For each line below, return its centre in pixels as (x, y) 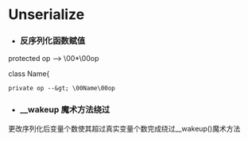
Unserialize (46, 15)
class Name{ (29, 74)
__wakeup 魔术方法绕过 (65, 110)
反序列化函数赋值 (52, 41)
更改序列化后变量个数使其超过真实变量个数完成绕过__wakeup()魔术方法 (124, 128)
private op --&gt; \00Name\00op (62, 89)
